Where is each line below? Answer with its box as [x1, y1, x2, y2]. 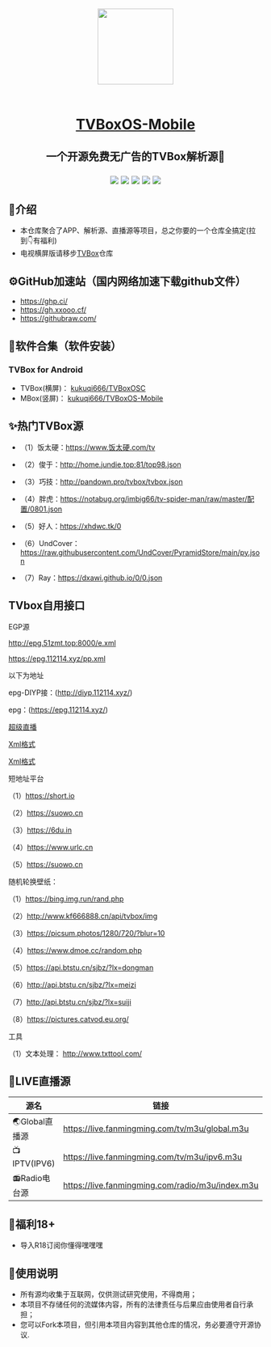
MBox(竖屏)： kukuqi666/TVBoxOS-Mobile [19, 393, 164, 403]
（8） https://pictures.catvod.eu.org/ [8, 1014, 129, 1023]
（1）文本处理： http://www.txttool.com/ [8, 1048, 143, 1058]
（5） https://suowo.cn [8, 859, 83, 869]
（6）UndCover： [19, 538, 81, 548]
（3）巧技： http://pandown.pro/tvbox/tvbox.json [19, 477, 183, 486]
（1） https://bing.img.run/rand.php [8, 894, 124, 904]
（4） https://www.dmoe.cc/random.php [8, 945, 143, 955]
